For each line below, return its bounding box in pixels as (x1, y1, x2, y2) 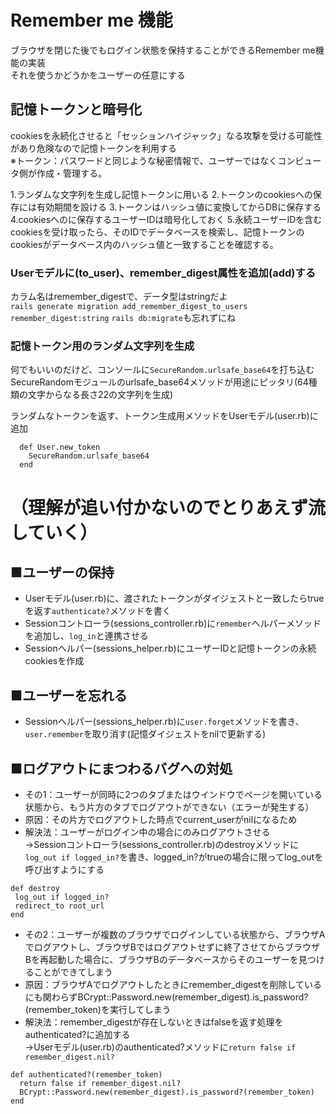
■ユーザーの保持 (10, 564, 115, 581)
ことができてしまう (33, 966, 113, 978)
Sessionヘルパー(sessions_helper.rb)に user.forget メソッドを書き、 (24, 716, 305, 728)
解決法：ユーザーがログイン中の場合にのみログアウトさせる (24, 826, 271, 838)
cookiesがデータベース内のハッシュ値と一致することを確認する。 (10, 238, 279, 250)
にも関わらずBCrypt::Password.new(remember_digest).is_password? (24, 991, 309, 1003)
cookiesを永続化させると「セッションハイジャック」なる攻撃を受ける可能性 (10, 129, 323, 141)
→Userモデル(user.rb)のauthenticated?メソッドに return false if (24, 1041, 297, 1053)
